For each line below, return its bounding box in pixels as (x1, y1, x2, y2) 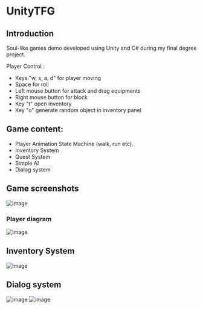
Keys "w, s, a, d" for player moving (14, 75, 101, 81)
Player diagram (6, 214, 52, 223)
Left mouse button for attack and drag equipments (14, 87, 141, 95)
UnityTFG (6, 4, 56, 18)
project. (6, 51, 26, 58)
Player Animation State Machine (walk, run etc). (14, 140, 134, 147)
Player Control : (6, 62, 45, 70)
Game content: (6, 124, 63, 135)
